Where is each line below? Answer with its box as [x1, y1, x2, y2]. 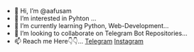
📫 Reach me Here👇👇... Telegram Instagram [14, 37, 144, 45]
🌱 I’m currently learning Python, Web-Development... [14, 22, 169, 30]
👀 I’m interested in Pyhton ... [14, 14, 97, 22]
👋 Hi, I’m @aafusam [14, 7, 72, 15]
